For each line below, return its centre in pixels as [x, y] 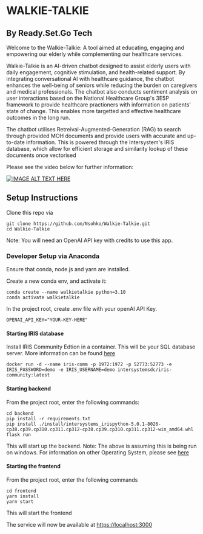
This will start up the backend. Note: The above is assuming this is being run [101, 446]
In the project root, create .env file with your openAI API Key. [82, 309]
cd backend [20, 413]
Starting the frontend [33, 466]
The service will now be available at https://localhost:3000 [79, 524]
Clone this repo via [30, 212]
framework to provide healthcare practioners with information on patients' [99, 105]
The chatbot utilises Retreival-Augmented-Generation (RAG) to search [94, 129]
